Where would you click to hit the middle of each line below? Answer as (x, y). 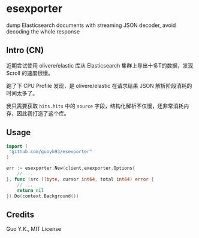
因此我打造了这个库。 (43, 113)
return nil (31, 190)
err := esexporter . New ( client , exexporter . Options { (71, 168)
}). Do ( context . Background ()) (43, 196)
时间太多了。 (22, 93)
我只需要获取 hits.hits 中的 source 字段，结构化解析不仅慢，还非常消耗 (95, 106)
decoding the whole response (43, 31)
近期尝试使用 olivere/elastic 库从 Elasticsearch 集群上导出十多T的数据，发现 (100, 65)
